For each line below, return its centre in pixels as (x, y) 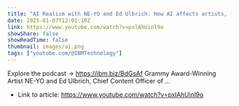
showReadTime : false (38, 40)
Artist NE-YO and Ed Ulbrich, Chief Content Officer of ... (89, 81)
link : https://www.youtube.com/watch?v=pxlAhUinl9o (85, 27)
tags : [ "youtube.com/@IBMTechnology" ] (65, 54)
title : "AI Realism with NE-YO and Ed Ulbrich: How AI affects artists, (117, 14)
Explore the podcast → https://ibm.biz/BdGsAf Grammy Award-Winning (112, 73)
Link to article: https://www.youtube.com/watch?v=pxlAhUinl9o (111, 94)
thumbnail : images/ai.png (46, 47)
